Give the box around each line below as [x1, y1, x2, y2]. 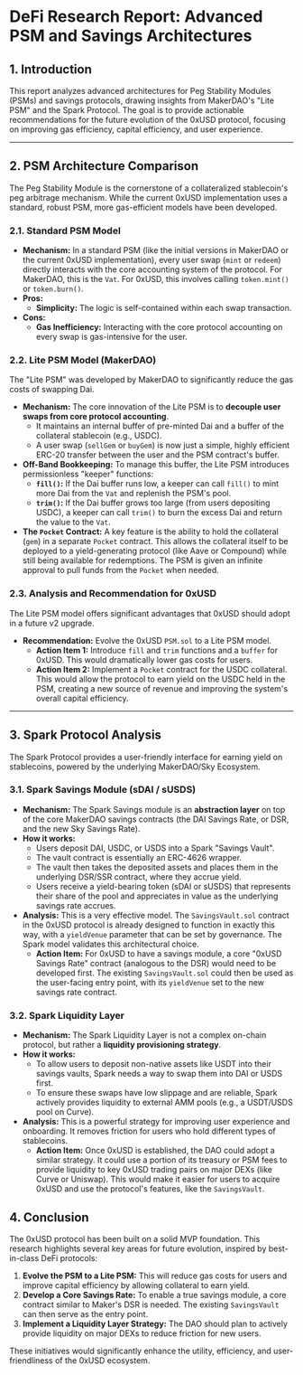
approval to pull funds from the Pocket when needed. [22, 565, 219, 576]
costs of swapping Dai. [9, 384, 95, 395]
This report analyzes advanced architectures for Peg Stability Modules [9, 86, 271, 96]
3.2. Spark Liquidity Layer [9, 1009, 124, 1022]
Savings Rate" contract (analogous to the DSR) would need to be [35, 957, 277, 968]
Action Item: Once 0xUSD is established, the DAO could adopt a [35, 1145, 275, 1156]
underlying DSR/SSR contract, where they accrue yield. [35, 871, 242, 882]
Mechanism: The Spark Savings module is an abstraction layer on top [22, 804, 286, 815]
